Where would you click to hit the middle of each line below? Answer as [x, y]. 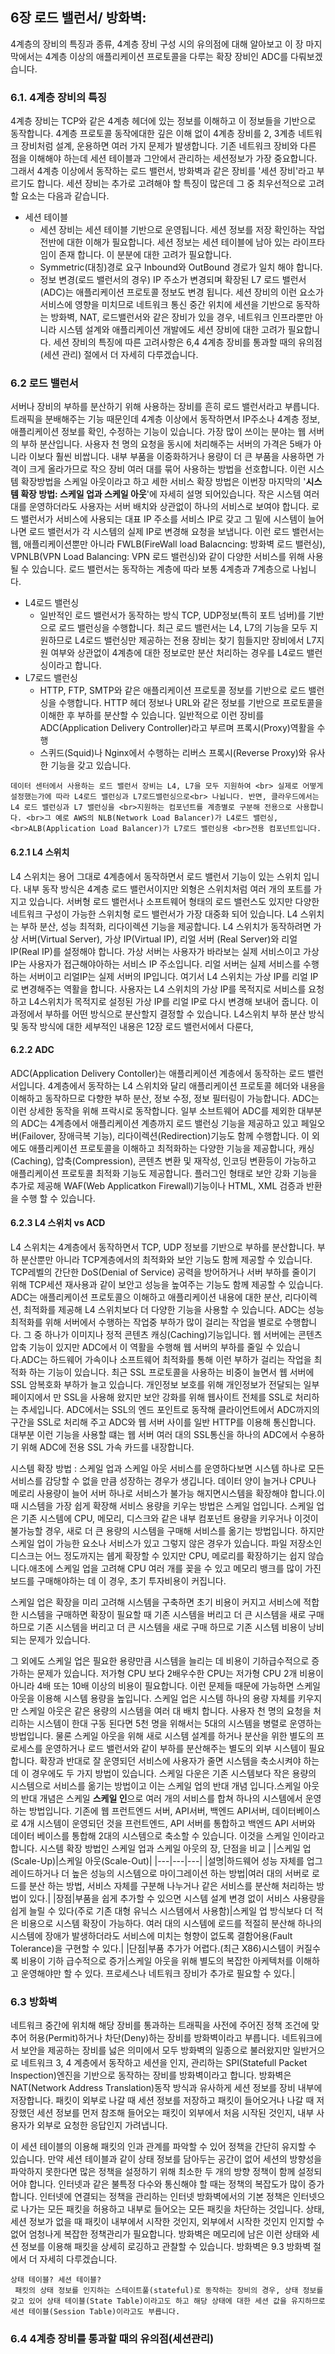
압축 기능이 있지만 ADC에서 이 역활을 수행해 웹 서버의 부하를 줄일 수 [142, 1347]
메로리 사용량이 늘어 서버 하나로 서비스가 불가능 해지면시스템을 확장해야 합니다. [164, 1494]
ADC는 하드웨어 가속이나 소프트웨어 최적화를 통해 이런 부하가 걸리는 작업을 [166, 1360]
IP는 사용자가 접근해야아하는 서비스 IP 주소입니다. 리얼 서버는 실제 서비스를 [156, 964]
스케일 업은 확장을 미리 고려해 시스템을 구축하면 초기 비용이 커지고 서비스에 [156, 1602]
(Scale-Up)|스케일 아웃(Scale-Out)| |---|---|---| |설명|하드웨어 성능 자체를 [157, 1861]
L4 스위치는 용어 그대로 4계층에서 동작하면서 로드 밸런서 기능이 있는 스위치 [156, 876]
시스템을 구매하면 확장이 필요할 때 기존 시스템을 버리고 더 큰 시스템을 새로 [163, 1615]
